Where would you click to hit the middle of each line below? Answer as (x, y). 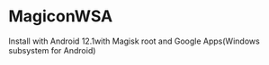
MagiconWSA (61, 16)
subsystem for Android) (52, 50)
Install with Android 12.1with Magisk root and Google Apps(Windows (134, 41)
